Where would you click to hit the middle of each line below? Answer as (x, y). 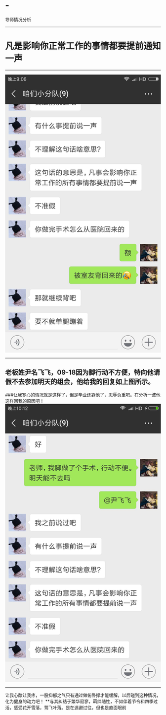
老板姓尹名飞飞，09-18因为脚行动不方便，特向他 (80, 373)
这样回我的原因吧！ (25, 401)
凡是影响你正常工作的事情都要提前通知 (83, 46)
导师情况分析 (18, 19)
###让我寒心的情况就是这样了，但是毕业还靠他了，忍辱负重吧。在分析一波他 (83, 395)
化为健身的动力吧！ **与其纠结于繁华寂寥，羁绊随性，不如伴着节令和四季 (79, 701)
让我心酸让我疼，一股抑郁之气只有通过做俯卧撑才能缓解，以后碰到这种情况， (83, 695)
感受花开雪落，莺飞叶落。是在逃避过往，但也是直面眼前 (70, 708)
